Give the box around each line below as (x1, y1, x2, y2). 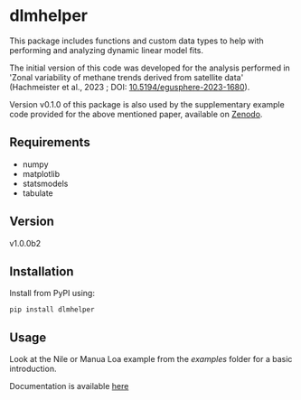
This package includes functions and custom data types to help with (9, 35, 264, 46)
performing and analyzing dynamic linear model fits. (9, 44, 204, 55)
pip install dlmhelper (9, 305, 95, 314)
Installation (9, 264, 74, 279)
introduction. (9, 363, 57, 375)
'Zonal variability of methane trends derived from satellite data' (9, 71, 244, 82)
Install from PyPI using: (9, 288, 95, 299)
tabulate (22, 187, 54, 199)
